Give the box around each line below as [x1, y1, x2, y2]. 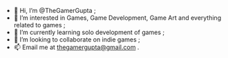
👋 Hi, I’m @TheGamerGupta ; [13, 7, 96, 14]
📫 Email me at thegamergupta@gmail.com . [13, 43, 140, 51]
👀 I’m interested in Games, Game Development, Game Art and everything [13, 14, 222, 22]
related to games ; [13, 21, 66, 29]
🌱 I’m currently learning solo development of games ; [13, 28, 165, 36]
